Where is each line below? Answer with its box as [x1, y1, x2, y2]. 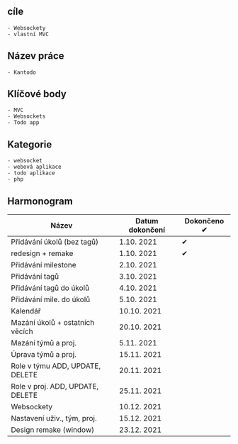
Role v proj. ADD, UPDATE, [11, 382, 99, 392]
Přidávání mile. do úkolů [11, 294, 91, 304]
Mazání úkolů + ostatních [11, 318, 95, 328]
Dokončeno [184, 216, 225, 226]
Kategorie [7, 138, 52, 150]
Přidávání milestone [11, 260, 76, 270]
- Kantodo [7, 69, 37, 76]
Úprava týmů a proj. [11, 350, 76, 360]
